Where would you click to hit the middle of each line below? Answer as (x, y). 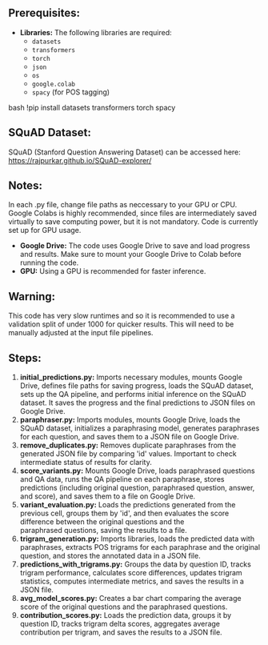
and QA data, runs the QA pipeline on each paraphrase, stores (122, 479)
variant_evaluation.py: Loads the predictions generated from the (128, 505)
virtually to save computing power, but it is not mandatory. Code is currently (133, 222)
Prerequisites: (44, 13)
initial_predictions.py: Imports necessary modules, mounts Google (131, 377)
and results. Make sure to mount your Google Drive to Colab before (130, 254)
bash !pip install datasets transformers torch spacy (92, 107)
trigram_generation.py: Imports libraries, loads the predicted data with (137, 539)
